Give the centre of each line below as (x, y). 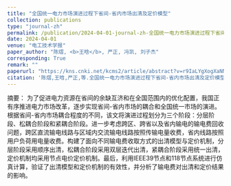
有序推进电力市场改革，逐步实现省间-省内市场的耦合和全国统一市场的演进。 (114, 107)
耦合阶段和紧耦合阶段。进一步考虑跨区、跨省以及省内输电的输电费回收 (124, 124)
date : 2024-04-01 (32, 39)
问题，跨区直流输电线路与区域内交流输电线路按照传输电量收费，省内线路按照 (115, 132)
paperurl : (21, 71)
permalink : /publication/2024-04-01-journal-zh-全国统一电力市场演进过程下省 (114, 33)
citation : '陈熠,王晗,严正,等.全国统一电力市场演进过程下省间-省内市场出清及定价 (111, 77)
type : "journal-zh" (35, 26)
